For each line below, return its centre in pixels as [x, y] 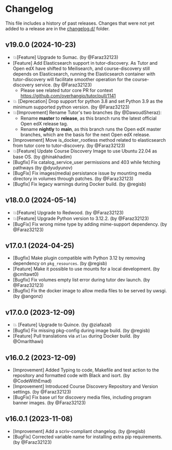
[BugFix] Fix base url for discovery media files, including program [82, 397]
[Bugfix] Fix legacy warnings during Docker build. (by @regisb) [79, 184]
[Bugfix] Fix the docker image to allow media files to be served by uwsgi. [90, 291]
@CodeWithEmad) [32, 381]
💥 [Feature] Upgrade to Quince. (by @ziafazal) [62, 325]
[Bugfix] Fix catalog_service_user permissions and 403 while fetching [87, 162]
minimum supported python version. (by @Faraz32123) [71, 107]
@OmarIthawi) [28, 342]
